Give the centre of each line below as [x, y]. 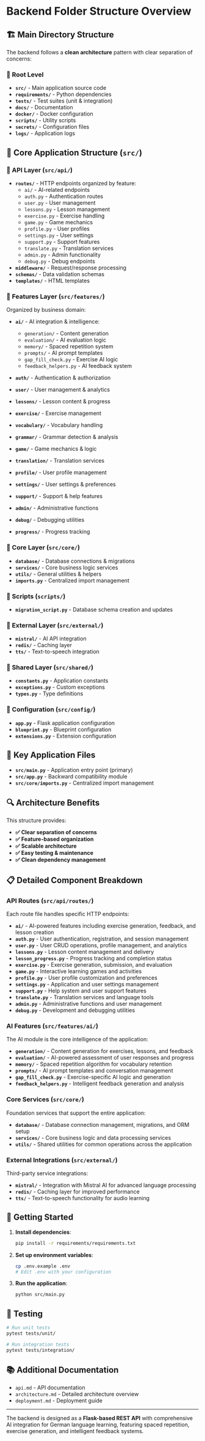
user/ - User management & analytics [63, 390]
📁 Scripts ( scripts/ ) [36, 596]
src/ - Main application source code [61, 88]
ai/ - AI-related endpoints [57, 189]
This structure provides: [36, 821]
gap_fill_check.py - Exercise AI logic [71, 359]
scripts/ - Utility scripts [45, 120]
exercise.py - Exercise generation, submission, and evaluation [94, 965]
